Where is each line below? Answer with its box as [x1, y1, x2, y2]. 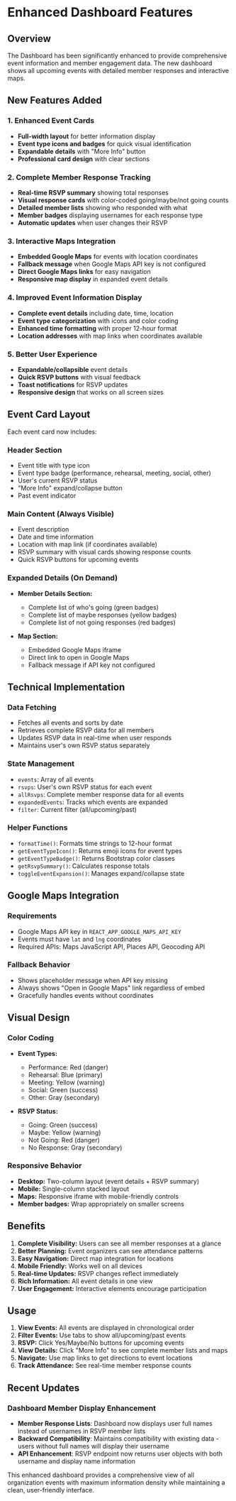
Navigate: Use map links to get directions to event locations [17, 1353, 193, 1363]
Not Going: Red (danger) [28, 1136, 101, 1144]
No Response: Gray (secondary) [28, 1143, 123, 1152]
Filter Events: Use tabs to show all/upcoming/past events [17, 1331, 186, 1340]
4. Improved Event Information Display [7, 292, 142, 302]
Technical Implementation [7, 681, 125, 693]
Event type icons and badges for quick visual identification [17, 139, 191, 148]
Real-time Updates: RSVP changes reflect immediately [17, 1269, 179, 1277]
